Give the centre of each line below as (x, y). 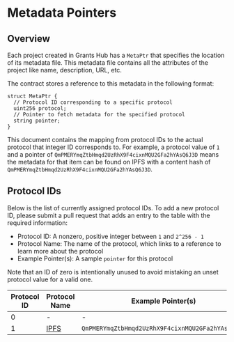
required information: (38, 223)
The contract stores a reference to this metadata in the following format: (111, 84)
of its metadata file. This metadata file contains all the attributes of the (108, 63)
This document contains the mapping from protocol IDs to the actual (105, 140)
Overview (29, 39)
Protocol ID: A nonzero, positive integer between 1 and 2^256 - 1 (110, 236)
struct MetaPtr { (32, 96)
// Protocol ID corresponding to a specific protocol (93, 102)
